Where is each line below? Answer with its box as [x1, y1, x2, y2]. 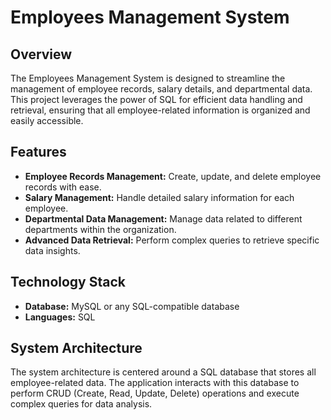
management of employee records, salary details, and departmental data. [10, 83, 313, 95]
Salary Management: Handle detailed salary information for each [24, 191, 295, 203]
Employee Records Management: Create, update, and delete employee [24, 170, 322, 182]
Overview [10, 46, 73, 63]
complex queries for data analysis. [10, 398, 153, 410]
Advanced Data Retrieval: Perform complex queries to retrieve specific [24, 234, 320, 246]
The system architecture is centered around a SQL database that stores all [10, 366, 317, 378]
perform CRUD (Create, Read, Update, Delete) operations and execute [10, 387, 300, 400]
